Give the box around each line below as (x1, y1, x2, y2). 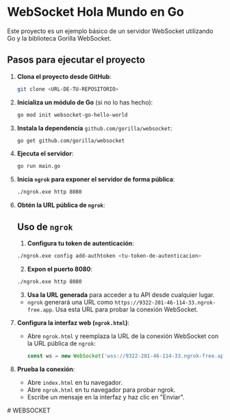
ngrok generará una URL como (27, 298, 114, 306)
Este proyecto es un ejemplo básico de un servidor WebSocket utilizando (7, 27, 214, 35)
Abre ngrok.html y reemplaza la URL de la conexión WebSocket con (27, 331, 219, 340)
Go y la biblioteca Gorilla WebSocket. (7, 34, 112, 42)
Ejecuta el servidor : (16, 149, 74, 158)
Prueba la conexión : (16, 365, 75, 373)
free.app (27, 307, 53, 313)
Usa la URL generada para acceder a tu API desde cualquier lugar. (27, 290, 215, 299)
